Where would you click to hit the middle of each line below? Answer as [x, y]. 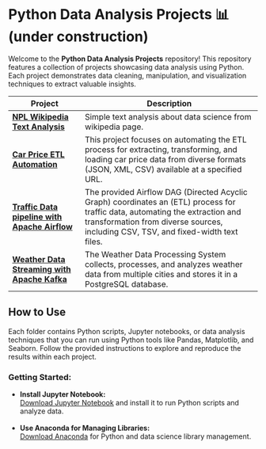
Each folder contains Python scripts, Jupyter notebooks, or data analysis [127, 331]
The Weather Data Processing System [155, 254]
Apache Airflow [42, 226]
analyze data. [42, 411]
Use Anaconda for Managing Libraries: [85, 428]
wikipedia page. [114, 127]
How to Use [37, 312]
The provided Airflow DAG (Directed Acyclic [166, 192]
